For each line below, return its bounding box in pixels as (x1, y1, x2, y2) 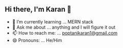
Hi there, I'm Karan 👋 (5, 5, 72, 14)
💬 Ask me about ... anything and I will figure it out (12, 24, 116, 30)
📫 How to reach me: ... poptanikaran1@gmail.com (12, 30, 118, 36)
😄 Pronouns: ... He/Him (12, 37, 62, 43)
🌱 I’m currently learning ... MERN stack (12, 18, 93, 25)
